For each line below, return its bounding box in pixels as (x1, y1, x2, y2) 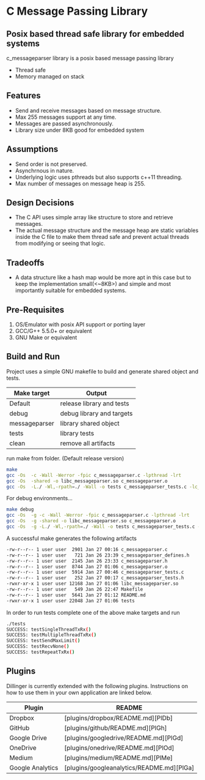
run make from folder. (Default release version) (6, 454, 124, 462)
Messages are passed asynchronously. (15, 119, 114, 127)
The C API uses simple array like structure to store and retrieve (15, 214, 173, 221)
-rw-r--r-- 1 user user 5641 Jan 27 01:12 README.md (6, 592, 146, 598)
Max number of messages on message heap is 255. (15, 179, 146, 187)
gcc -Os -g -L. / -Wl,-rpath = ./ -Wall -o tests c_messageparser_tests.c (6, 523, 195, 530)
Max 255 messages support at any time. (15, 113, 117, 121)
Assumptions (6, 144, 59, 154)
